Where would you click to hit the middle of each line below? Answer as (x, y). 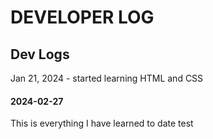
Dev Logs (40, 54)
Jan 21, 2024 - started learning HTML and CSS (107, 78)
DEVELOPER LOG (82, 17)
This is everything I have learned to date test (102, 123)
